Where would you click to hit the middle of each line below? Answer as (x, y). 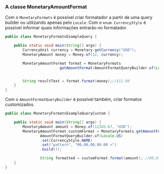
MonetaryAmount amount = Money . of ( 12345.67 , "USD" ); (77, 127)
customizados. (20, 105)
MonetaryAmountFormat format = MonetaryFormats (72, 63)
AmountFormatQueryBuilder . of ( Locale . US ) (82, 136)
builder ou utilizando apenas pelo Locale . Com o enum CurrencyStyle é (76, 22)
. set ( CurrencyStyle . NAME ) (66, 140)
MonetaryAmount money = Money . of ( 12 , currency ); (73, 55)
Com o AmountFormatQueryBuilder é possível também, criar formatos (73, 99)
